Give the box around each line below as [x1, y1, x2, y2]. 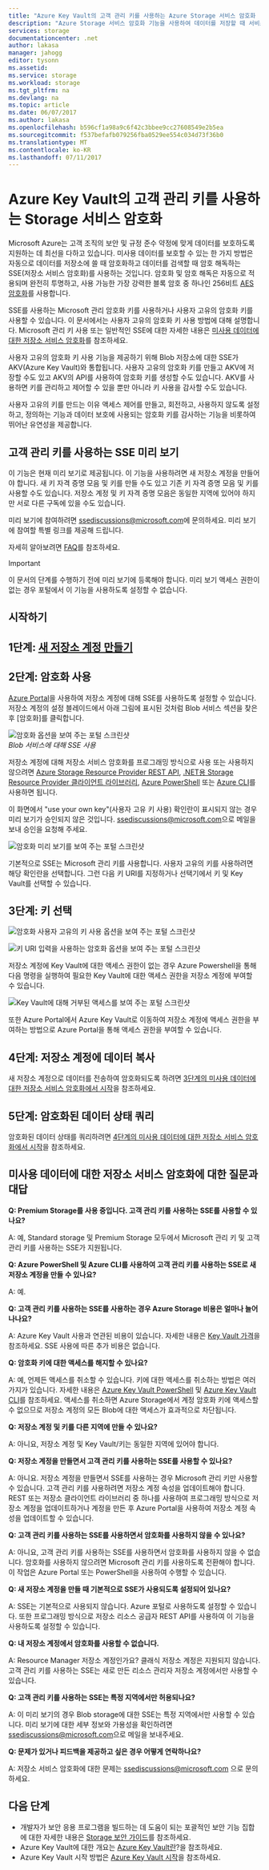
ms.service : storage [8, 71, 78, 79]
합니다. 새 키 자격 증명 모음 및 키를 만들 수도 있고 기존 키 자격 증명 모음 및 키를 [16, 479, 259, 487]
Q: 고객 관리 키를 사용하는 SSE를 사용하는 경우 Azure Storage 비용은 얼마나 [8, 1303, 244, 1313]
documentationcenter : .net [8, 34, 98, 42]
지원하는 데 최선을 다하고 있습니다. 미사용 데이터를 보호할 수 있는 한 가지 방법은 [8, 248, 254, 258]
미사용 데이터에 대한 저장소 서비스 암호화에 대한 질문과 [8, 1168, 259, 1181]
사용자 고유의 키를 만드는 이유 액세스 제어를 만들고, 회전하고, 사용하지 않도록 [8, 400, 246, 410]
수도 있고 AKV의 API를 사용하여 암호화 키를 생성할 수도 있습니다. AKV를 [22, 373, 247, 382]
